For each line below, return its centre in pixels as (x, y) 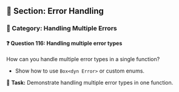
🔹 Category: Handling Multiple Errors (62, 28)
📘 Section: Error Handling (55, 11)
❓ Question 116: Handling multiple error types (64, 43)
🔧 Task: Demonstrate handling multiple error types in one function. (90, 82)
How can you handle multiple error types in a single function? (83, 59)
